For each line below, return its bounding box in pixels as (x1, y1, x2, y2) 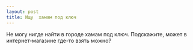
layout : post (6, 8, 39, 15)
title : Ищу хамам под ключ (6, 14, 77, 20)
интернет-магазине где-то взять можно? (6, 37, 112, 44)
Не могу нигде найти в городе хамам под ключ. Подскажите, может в (6, 30, 188, 37)
